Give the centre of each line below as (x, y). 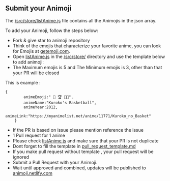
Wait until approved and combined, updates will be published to (79, 168)
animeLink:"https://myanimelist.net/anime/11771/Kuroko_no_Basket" (78, 116)
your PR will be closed (36, 73)
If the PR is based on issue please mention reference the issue (78, 130)
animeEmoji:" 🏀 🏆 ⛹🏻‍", (49, 97)
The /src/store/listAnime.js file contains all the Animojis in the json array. (81, 20)
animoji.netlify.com (32, 173)
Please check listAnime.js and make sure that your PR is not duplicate (86, 141)
